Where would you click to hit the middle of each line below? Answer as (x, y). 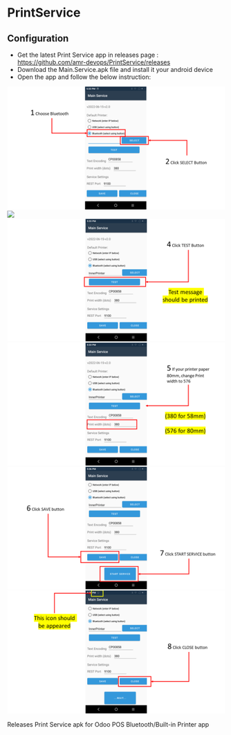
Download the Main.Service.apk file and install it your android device (115, 70)
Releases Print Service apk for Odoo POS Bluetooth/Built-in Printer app (108, 724)
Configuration (38, 38)
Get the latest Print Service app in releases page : (88, 55)
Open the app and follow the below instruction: (84, 77)
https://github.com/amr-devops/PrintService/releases (94, 62)
